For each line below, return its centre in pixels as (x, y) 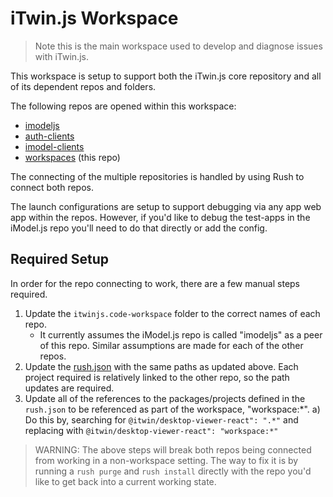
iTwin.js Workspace (94, 18)
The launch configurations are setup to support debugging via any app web (166, 206)
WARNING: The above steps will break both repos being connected (173, 449)
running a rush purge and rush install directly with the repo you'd (173, 471)
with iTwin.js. (61, 56)
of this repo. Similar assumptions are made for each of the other (171, 345)
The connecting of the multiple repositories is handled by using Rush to (157, 176)
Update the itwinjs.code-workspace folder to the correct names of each (172, 313)
